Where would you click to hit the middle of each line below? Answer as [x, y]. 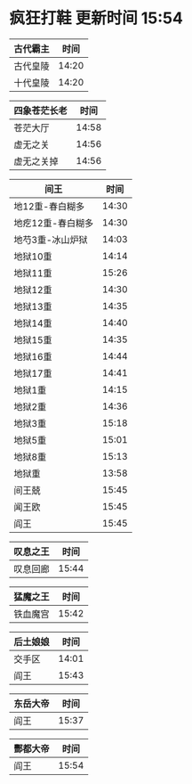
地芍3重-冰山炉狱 [51, 240]
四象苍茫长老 [41, 110]
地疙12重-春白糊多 [54, 223]
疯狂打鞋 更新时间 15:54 [96, 18]
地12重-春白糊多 [49, 206]
